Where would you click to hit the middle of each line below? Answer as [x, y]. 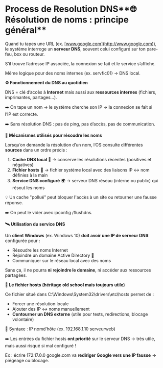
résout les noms [28, 188]
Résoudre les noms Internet [40, 250]
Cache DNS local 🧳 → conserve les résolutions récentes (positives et [82, 159]
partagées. [16, 275]
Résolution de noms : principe [67, 20]
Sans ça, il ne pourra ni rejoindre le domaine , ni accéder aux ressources [78, 270]
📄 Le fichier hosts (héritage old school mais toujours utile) [65, 285]
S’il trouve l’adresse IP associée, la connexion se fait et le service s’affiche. [80, 63]
